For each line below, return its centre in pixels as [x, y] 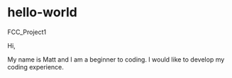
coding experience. [35, 67]
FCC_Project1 [27, 32]
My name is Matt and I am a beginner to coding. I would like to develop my [116, 59]
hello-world [43, 12]
